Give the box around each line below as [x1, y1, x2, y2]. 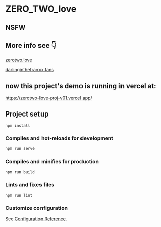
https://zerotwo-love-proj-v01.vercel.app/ [5, 95, 92, 101]
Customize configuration [5, 204, 68, 211]
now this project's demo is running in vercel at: [5, 82, 156, 90]
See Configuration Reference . [5, 216, 67, 222]
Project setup [5, 109, 49, 118]
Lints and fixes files [5, 181, 55, 188]
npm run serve [5, 146, 35, 152]
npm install [5, 123, 30, 128]
